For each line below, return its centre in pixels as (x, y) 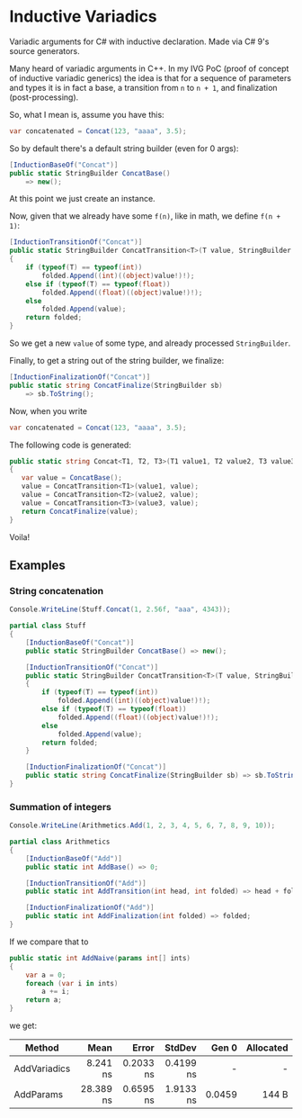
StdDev (181, 1048)
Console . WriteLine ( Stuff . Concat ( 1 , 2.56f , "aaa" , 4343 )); (120, 609)
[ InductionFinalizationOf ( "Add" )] (90, 908)
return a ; (44, 1000)
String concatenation (57, 591)
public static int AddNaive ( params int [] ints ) (100, 958)
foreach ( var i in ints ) (72, 983)
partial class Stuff (48, 626)
